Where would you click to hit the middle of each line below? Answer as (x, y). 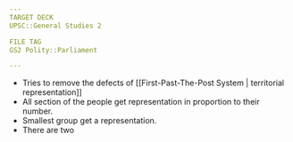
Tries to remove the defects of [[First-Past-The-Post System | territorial (153, 83)
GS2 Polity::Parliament (54, 50)
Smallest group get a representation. (89, 121)
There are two (48, 130)
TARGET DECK (31, 17)
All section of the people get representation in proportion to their (141, 102)
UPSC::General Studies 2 (55, 26)
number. (38, 111)
